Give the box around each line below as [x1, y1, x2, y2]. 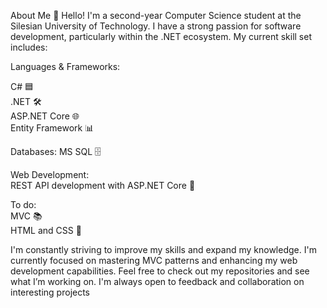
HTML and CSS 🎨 [10, 225, 82, 236]
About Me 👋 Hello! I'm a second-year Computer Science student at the [10, 10, 302, 21]
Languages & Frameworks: [10, 61, 121, 72]
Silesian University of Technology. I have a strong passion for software [10, 20, 302, 32]
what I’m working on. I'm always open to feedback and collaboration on [10, 276, 305, 287]
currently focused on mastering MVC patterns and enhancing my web [10, 255, 298, 266]
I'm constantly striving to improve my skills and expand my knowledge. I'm [10, 244, 317, 255]
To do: [10, 199, 37, 210]
